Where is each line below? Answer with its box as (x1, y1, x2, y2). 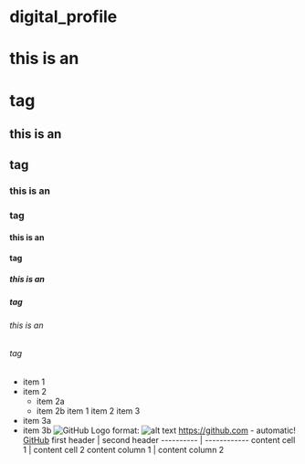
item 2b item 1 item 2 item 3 (36, 405, 141, 417)
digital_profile (9, 6, 118, 27)
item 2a (36, 395, 66, 406)
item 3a (22, 415, 52, 426)
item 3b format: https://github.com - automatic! (22, 425, 297, 436)
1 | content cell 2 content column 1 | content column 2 (22, 444, 225, 455)
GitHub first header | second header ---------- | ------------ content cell (22, 434, 296, 445)
